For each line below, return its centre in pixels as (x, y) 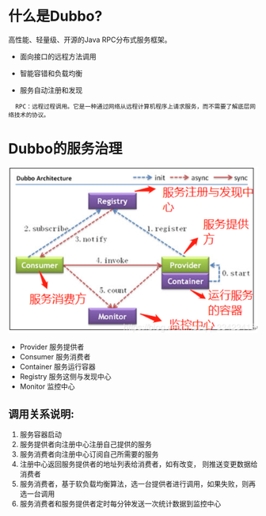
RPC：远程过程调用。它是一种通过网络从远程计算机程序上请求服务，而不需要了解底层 (133, 106)
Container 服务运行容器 (58, 367)
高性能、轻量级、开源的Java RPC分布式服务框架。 (90, 40)
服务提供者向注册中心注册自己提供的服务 (85, 445)
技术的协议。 (32, 115)
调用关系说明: (42, 414)
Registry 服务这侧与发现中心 (66, 377)
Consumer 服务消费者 (55, 357)
